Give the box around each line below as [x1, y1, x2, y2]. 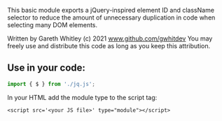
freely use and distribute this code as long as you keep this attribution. [7, 42, 211, 50]
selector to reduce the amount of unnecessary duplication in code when [7, 13, 216, 22]
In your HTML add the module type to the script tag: [7, 93, 158, 101]
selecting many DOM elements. [7, 21, 98, 29]
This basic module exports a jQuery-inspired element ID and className [7, 6, 215, 14]
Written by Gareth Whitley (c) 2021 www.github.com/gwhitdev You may [7, 34, 213, 43]
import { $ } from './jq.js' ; [7, 80, 96, 87]
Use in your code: [7, 62, 86, 74]
